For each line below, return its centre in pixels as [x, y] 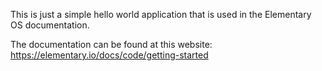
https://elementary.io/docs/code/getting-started [109, 55]
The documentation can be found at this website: [111, 44]
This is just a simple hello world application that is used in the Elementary [161, 14]
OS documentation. [50, 25]
